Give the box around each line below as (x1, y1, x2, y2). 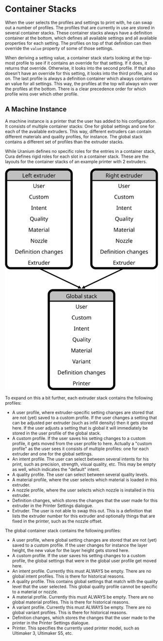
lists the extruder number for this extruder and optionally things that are (12, 513, 155, 519)
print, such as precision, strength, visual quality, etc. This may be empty (12, 461, 156, 467)
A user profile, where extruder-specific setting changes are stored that (12, 409, 154, 415)
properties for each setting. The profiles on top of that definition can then (5, 40, 151, 46)
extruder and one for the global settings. (12, 451, 93, 456)
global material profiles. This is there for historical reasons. (12, 599, 130, 605)
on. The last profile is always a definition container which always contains (5, 75, 152, 81)
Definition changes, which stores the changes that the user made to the (12, 615, 155, 621)
